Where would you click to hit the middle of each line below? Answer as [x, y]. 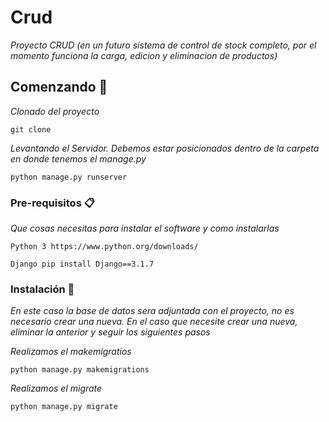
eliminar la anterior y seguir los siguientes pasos [110, 332]
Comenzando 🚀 [59, 87]
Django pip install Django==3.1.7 [82, 264]
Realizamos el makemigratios [71, 352]
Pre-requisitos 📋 [52, 203]
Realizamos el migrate [56, 388]
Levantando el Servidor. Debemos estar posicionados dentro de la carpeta [165, 148]
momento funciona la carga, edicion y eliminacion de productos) [144, 55]
